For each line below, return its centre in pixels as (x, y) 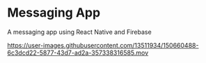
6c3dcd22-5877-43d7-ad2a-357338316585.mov (78, 53)
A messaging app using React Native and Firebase (79, 32)
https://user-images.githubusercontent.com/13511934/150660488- (103, 45)
